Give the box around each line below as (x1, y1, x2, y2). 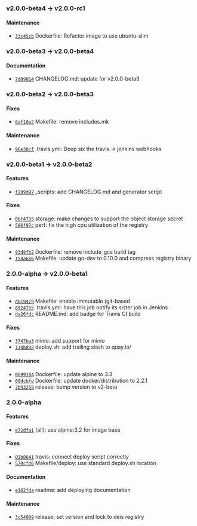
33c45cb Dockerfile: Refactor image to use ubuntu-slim (14, 32, 149, 39)
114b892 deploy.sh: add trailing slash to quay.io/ (14, 343, 131, 350)
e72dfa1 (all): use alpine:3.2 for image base (14, 426, 121, 433)
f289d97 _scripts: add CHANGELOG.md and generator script (14, 188, 162, 195)
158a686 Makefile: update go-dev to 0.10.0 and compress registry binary (14, 255, 192, 262)
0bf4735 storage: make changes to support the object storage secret (14, 215, 183, 222)
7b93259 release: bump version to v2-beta (14, 383, 118, 390)
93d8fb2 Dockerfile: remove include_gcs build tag (14, 248, 136, 256)
